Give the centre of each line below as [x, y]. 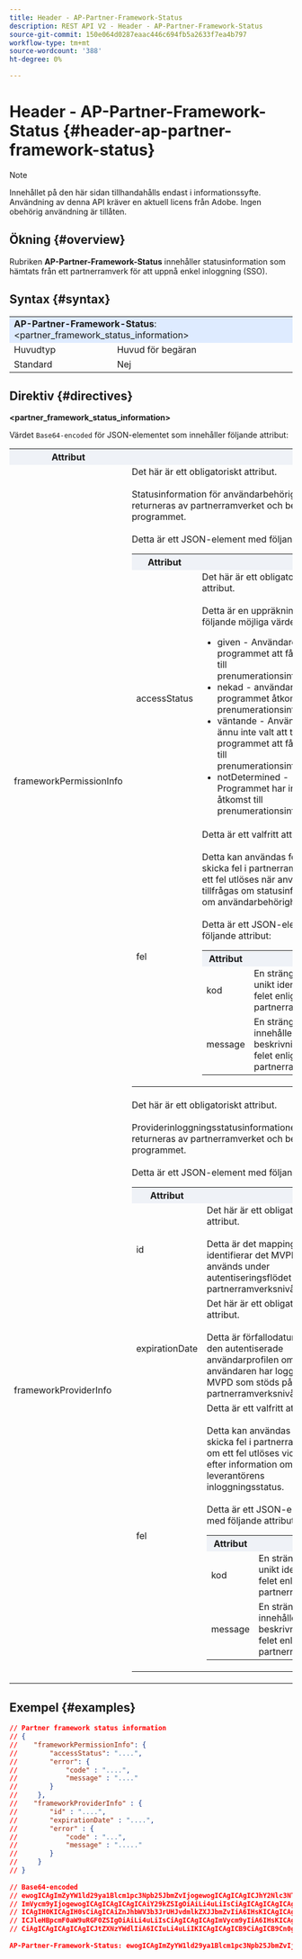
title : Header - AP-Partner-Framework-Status [96, 18]
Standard [33, 364]
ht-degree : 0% [36, 59]
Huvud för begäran [157, 349]
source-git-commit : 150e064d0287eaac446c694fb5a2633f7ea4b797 [128, 34]
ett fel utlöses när [239, 880]
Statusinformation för [177, 494]
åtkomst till [240, 800]
